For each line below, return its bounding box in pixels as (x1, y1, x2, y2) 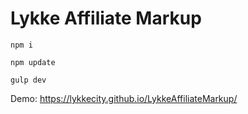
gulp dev (10, 75, 47, 85)
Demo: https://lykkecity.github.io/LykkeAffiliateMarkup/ (10, 92, 238, 104)
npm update (10, 57, 56, 67)
